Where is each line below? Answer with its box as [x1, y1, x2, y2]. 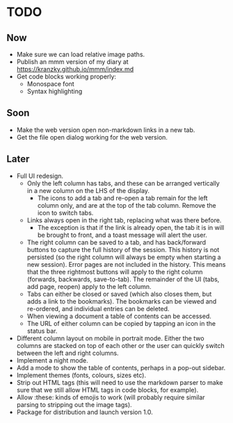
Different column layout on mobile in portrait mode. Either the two [16, 334, 204, 342]
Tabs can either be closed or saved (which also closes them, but [26, 290, 212, 298]
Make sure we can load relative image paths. [16, 50, 145, 58]
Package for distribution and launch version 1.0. [16, 408, 154, 416]
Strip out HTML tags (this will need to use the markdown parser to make [16, 378, 223, 386]
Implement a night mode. [16, 356, 88, 365]
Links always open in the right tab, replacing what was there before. [26, 216, 222, 224]
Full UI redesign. [16, 172, 64, 180]
